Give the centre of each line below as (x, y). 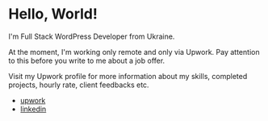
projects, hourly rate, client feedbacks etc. (79, 85)
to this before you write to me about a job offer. (87, 60)
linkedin (33, 109)
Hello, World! (53, 14)
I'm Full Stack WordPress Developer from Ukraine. (92, 36)
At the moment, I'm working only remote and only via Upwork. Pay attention (134, 52)
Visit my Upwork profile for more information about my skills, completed (128, 76)
